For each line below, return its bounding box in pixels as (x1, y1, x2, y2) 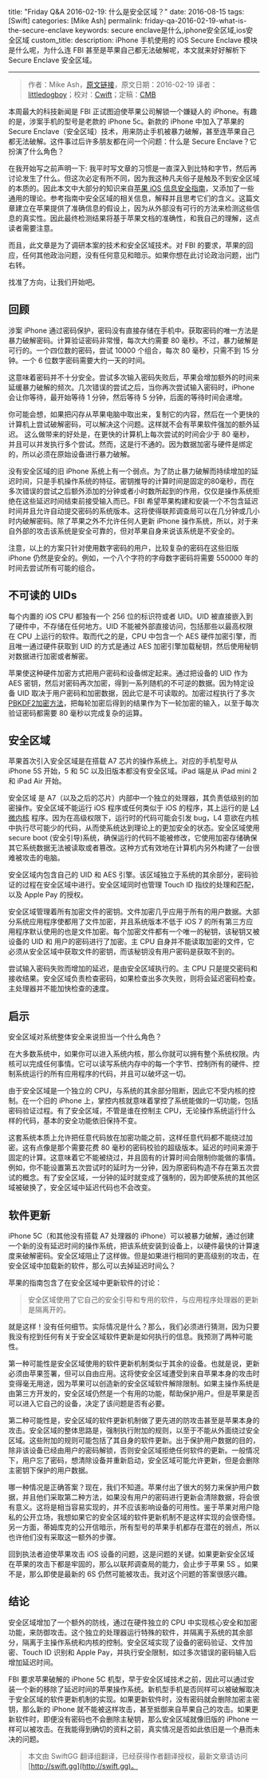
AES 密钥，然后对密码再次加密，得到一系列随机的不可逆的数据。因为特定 (8, 678, 247, 688)
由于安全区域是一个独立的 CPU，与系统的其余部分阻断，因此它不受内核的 (8, 1086, 249, 1096)
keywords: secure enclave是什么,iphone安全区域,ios (75, 26, 246, 34)
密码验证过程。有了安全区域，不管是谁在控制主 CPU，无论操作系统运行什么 (8, 1106, 256, 1116)
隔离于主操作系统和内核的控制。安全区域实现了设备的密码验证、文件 (22, 1637, 246, 1647)
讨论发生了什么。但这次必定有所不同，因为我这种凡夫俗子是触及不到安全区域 (8, 174, 260, 183)
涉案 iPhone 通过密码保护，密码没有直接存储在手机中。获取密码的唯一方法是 (8, 326, 259, 335)
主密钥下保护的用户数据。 (8, 1465, 93, 1475)
